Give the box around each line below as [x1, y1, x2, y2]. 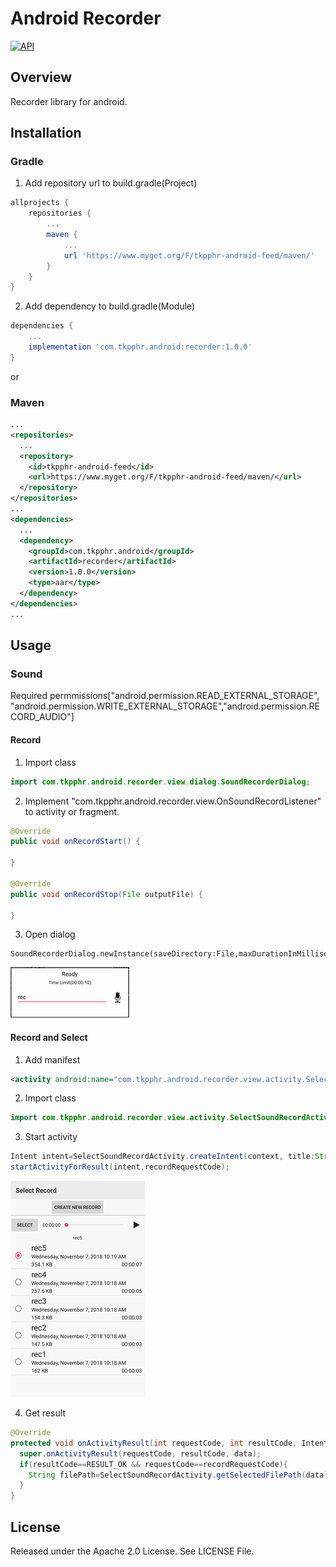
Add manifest [24, 1053, 81, 1066]
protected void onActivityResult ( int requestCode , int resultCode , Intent [10, 1438, 329, 1448]
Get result [24, 1407, 66, 1419]
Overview [10, 69, 73, 86]
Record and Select [10, 1031, 88, 1043]
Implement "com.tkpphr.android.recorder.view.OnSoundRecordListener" [24, 795, 322, 807]
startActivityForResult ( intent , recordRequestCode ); [10, 1162, 230, 1172]
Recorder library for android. [10, 95, 128, 107]
